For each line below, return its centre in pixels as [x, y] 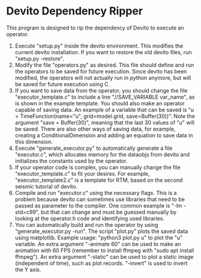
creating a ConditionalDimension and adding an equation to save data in [104, 135]
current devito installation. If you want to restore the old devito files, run [103, 52]
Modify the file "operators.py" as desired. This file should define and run [104, 65]
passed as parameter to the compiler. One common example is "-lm [98, 205]
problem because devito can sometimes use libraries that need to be [100, 199]
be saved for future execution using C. [62, 84]
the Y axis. [28, 270]
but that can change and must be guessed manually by [109, 212]
